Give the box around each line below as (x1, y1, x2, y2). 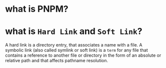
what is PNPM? (5, 3, 68, 15)
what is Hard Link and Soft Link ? (5, 26, 143, 37)
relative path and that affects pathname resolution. (5, 58, 108, 64)
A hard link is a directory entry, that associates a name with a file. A (5, 42, 143, 48)
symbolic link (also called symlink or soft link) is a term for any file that (5, 47, 148, 53)
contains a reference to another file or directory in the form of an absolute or (5, 52, 162, 58)
